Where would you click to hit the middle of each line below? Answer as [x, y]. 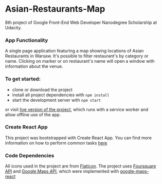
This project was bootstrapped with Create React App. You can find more [78, 138]
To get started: [23, 79]
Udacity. [13, 27]
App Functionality [27, 40]
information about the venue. [34, 66]
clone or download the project [42, 90]
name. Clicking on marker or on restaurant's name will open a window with [80, 61]
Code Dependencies [30, 155]
